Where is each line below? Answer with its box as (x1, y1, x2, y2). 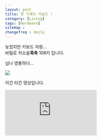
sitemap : (5, 25, 25, 30)
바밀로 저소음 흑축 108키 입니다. (5, 50, 64, 56)
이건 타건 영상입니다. (5, 80, 44, 85)
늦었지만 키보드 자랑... (5, 44, 47, 49)
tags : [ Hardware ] (5, 20, 40, 26)
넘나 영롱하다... (5, 60, 34, 66)
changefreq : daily (5, 30, 45, 35)
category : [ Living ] (5, 16, 45, 21)
